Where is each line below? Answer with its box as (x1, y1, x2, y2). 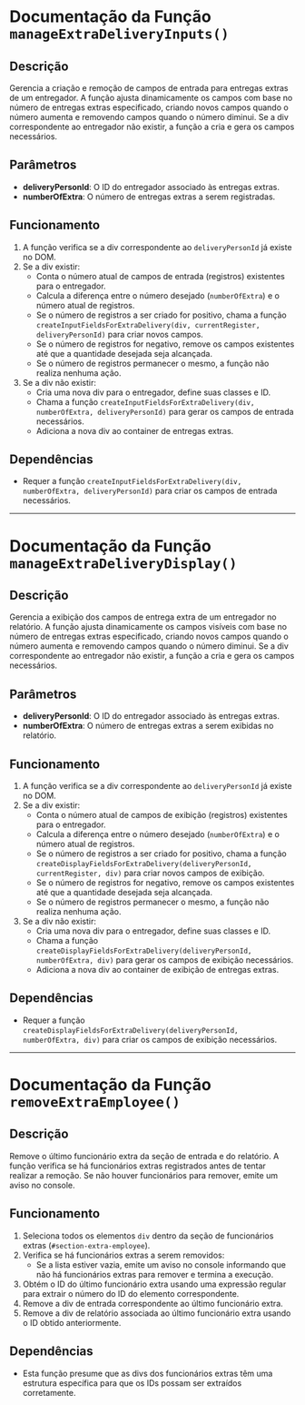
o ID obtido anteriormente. (22, 1317, 122, 1328)
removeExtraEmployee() (9, 1094, 181, 1111)
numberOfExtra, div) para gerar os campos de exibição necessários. (35, 955, 294, 965)
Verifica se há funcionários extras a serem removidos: (22, 1249, 225, 1260)
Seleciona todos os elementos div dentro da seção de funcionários (22, 1230, 274, 1241)
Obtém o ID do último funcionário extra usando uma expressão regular (22, 1279, 287, 1289)
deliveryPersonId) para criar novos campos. (35, 329, 204, 339)
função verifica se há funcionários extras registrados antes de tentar (9, 1160, 266, 1171)
